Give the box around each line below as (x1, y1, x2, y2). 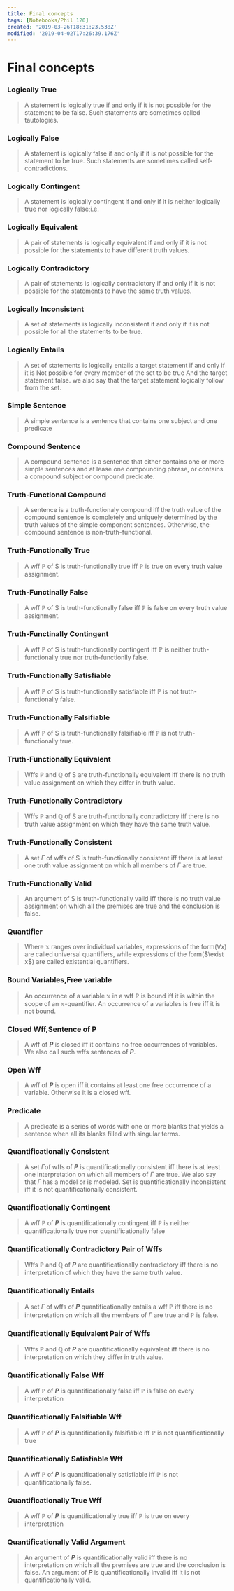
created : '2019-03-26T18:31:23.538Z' (7, 23, 117, 30)
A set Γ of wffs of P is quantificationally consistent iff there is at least (24, 1162, 221, 1171)
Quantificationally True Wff (7, 1495, 103, 1505)
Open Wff (7, 1065, 41, 1075)
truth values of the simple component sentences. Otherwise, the (24, 521, 210, 529)
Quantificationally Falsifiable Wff (7, 1412, 122, 1422)
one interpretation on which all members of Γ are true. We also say (24, 1170, 217, 1178)
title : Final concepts (7, 10, 73, 18)
